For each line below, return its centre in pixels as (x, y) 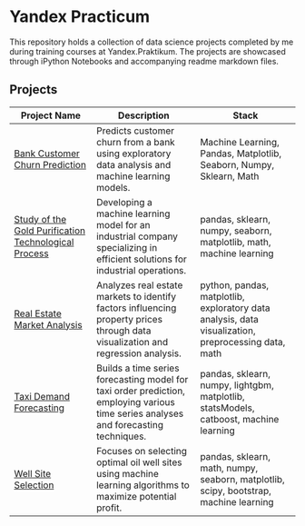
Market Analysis (49, 324)
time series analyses (140, 413)
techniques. (122, 436)
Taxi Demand (42, 396)
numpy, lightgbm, (236, 385)
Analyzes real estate (140, 285)
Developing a (124, 202)
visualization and (133, 342)
